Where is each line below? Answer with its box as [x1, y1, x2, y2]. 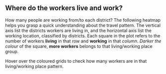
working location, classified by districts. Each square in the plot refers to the [5, 33, 161, 38]
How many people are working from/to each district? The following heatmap [5, 17, 161, 23]
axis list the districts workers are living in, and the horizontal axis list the [5, 27, 152, 34]
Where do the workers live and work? [5, 4, 123, 12]
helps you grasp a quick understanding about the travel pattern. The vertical [5, 22, 161, 28]
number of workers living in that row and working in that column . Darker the [5, 38, 162, 44]
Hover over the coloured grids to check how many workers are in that [5, 58, 147, 64]
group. [5, 48, 19, 54]
